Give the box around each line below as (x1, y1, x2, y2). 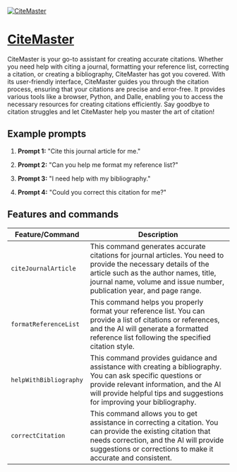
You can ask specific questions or (90, 370, 202, 380)
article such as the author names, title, (90, 267, 217, 277)
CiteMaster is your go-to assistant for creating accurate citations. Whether (7, 54, 224, 63)
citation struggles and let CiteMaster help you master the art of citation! (7, 107, 215, 116)
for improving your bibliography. (90, 397, 197, 407)
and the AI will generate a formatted (90, 323, 209, 333)
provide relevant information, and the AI (90, 379, 221, 389)
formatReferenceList (11, 320, 80, 328)
